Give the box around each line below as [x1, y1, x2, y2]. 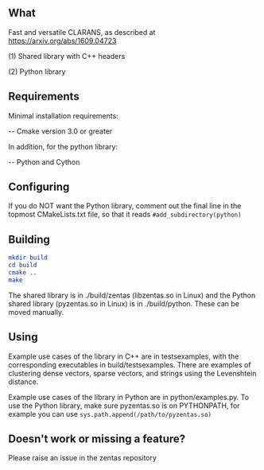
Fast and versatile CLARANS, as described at [8, 27, 156, 37]
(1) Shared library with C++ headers [8, 51, 126, 60]
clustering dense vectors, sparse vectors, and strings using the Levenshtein [8, 368, 257, 378]
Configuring [8, 181, 70, 194]
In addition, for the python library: [8, 142, 118, 151]
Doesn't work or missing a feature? [8, 432, 186, 445]
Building [8, 232, 50, 246]
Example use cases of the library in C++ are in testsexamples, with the [8, 352, 239, 361]
